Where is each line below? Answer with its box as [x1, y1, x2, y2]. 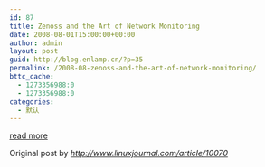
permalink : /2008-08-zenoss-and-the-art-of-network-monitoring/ [9, 64, 257, 73]
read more [9, 130, 48, 141]
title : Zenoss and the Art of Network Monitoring [9, 22, 201, 31]
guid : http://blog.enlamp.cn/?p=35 [9, 55, 144, 64]
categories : [9, 97, 54, 107]
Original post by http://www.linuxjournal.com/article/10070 [9, 148, 229, 159]
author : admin [9, 38, 63, 48]
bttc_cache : [9, 72, 54, 81]
